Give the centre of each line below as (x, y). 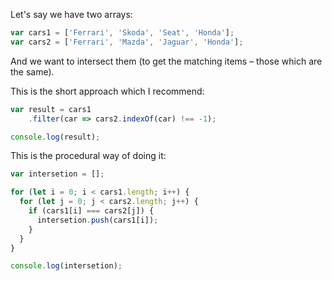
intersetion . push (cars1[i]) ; (97, 220)
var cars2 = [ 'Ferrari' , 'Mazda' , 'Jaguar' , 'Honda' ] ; (127, 42)
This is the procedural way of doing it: (88, 156)
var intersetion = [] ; (57, 174)
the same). (32, 71)
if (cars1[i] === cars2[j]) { (91, 211)
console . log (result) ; (55, 137)
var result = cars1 (51, 109)
